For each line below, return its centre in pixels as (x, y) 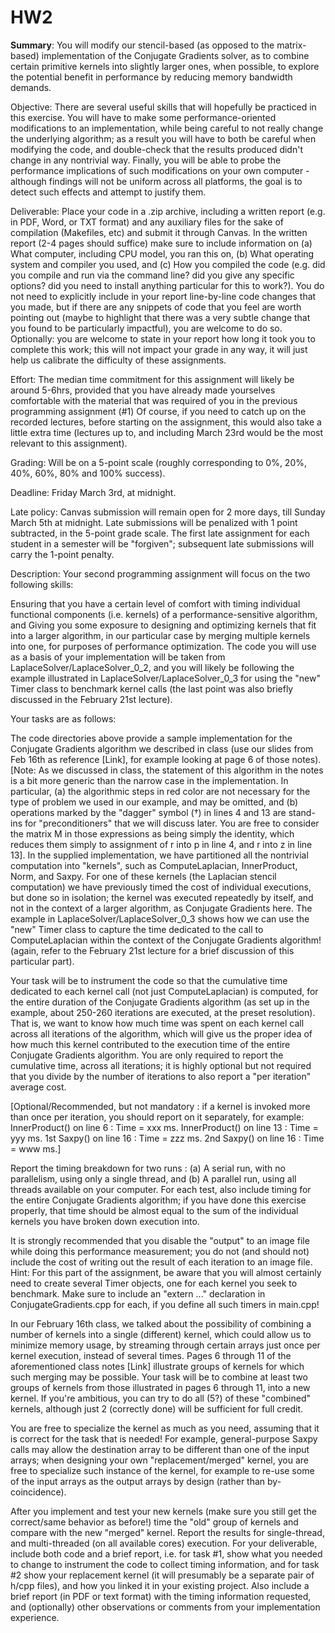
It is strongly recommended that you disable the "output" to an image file (160, 1240)
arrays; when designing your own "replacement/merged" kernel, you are (159, 1460)
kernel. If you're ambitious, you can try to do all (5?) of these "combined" (161, 1398)
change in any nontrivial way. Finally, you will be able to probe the (146, 160)
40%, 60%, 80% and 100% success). (88, 473)
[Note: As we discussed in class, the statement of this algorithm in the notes (167, 770)
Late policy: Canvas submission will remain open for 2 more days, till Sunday (168, 512)
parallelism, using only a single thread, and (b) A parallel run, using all (153, 1178)
